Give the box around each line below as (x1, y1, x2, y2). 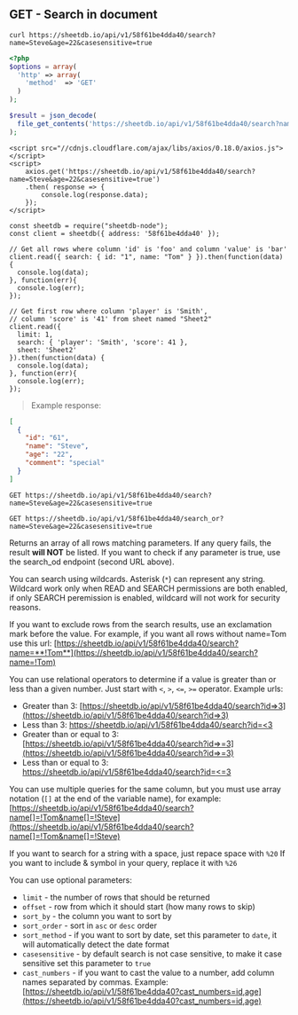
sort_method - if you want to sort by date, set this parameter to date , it (21, 929, 278, 940)
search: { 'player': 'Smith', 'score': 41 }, (17, 337, 189, 347)
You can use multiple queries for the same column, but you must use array (9, 783, 281, 794)
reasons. (9, 602, 42, 612)
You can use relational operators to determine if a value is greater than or (9, 673, 277, 684)
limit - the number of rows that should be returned (21, 892, 210, 902)
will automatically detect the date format (21, 939, 170, 949)
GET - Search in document (9, 7, 158, 22)
